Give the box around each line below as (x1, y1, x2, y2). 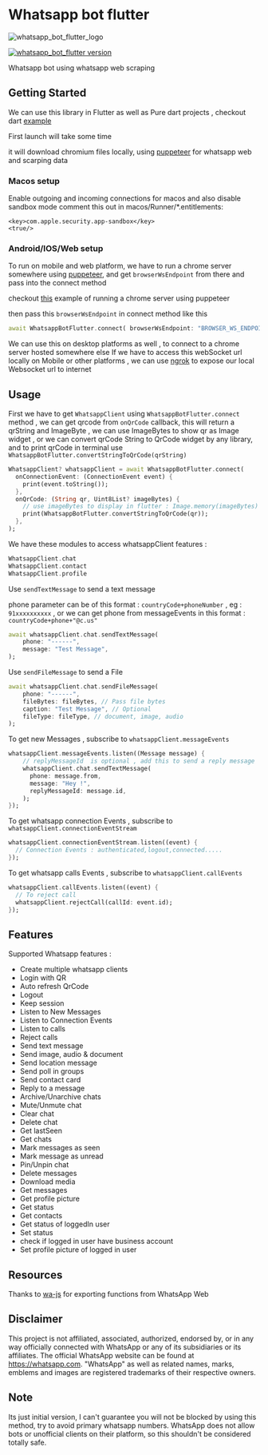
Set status (19, 1228, 53, 1238)
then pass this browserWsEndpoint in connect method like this (8, 309, 208, 319)
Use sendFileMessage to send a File (8, 668, 124, 677)
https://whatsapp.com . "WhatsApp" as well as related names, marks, (8, 1359, 235, 1369)
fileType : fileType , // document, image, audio (22, 712, 183, 720)
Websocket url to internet (8, 365, 92, 374)
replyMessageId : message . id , (29, 787, 127, 795)
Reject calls (19, 1033, 58, 1042)
